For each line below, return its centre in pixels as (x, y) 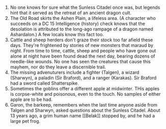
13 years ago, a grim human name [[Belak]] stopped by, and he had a (82, 116)
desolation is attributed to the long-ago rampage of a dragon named (82, 29)
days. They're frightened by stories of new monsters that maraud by (82, 45)
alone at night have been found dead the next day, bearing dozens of (82, 56)
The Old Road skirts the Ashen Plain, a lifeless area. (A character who (83, 18)
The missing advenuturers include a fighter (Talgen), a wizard (75, 72)
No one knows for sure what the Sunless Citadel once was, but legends (85, 7)
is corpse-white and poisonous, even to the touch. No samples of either (85, 94)
